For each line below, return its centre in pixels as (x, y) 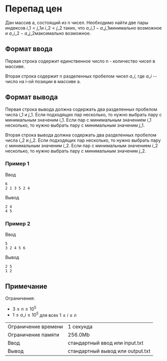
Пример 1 (17, 164)
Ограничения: (20, 298)
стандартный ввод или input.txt (106, 343)
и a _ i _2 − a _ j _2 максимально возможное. (48, 33)
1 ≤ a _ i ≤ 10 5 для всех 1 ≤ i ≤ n (44, 314)
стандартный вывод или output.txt (109, 351)
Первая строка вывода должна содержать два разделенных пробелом (81, 109)
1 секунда (81, 327)
